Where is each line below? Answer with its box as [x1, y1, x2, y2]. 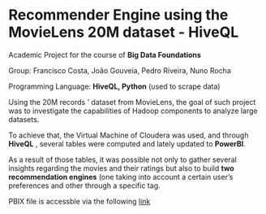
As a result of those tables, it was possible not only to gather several [8, 155, 237, 164]
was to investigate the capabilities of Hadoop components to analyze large [8, 106, 258, 116]
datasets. [8, 114, 40, 124]
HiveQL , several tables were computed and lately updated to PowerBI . [8, 138, 246, 148]
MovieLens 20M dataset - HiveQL [8, 23, 239, 41]
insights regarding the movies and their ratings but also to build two [8, 163, 235, 173]
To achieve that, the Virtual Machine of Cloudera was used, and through [8, 130, 249, 140]
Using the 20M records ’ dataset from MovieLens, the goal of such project [8, 97, 256, 107]
